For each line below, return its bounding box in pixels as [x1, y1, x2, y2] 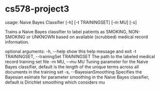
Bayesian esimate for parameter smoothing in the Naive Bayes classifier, [5, 74, 149, 80]
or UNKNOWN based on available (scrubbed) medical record [26, 34, 148, 40]
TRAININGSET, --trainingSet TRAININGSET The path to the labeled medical [5, 53, 155, 59]
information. [5, 39, 30, 45]
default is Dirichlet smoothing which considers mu [5, 79, 105, 85]
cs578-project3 [5, 3, 69, 15]
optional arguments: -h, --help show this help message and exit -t [5, 48, 137, 54]
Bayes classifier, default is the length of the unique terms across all [5, 64, 139, 70]
